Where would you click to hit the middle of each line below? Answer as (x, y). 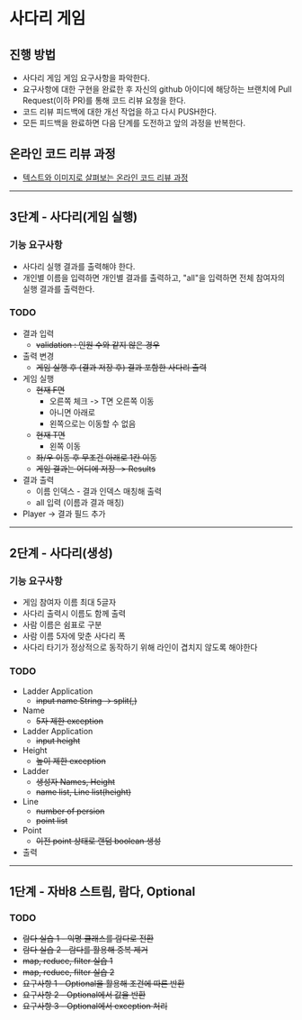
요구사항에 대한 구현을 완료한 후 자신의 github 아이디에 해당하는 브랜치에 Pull (157, 89)
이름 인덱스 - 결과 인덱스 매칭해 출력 (98, 491)
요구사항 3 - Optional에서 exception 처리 (95, 1006)
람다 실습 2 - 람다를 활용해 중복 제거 (85, 950)
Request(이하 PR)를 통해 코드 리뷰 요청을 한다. (104, 100)
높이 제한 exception (71, 760)
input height (58, 741)
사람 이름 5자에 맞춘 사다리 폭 (74, 636)
